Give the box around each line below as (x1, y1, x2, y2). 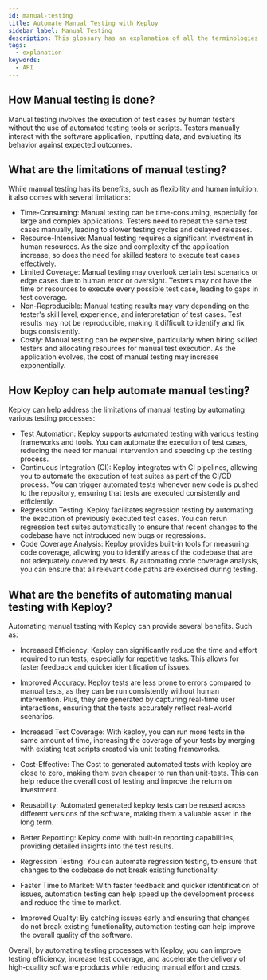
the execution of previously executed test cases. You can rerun (19, 514, 227, 524)
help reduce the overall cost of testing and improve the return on (19, 776, 233, 786)
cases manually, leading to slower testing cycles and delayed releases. (19, 225, 253, 235)
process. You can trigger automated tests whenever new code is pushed (19, 480, 259, 489)
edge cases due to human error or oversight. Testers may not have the (19, 276, 253, 286)
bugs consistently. (19, 326, 80, 336)
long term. (19, 817, 54, 827)
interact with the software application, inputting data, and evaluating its (8, 131, 241, 140)
